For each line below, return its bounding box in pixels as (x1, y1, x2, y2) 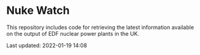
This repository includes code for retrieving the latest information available (6, 24, 194, 31)
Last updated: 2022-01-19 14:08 (6, 42, 87, 49)
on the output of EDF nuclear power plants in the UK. (6, 30, 139, 37)
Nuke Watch (6, 4, 70, 18)
